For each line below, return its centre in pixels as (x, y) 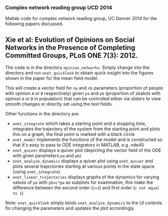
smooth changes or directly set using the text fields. (59, 104)
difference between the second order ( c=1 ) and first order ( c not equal (86, 188)
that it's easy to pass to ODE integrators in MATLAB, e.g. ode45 (78, 145)
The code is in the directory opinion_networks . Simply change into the (77, 67)
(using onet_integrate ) (36, 172)
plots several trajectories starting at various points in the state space (83, 166)
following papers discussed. (34, 24)
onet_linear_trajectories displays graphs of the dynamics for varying (86, 177)
